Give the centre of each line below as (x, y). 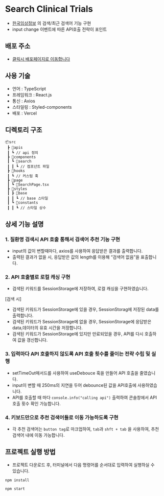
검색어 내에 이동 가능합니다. (38, 435)
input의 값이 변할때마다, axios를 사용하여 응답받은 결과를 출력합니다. (77, 251)
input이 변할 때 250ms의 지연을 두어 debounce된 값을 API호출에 (74, 385)
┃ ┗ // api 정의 (23, 153)
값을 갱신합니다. (33, 340)
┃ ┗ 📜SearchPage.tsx (28, 185)
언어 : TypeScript (29, 89)
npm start (15, 489)
